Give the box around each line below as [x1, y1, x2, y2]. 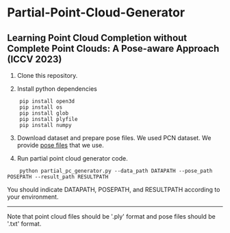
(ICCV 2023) [7, 53, 62, 65]
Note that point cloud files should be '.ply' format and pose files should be [7, 213, 216, 220]
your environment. [7, 193, 59, 201]
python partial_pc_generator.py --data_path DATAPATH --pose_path [19, 167, 213, 174]
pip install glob [19, 110, 69, 117]
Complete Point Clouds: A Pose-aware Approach [7, 42, 220, 54]
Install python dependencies [16, 85, 97, 93]
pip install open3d [19, 98, 75, 105]
